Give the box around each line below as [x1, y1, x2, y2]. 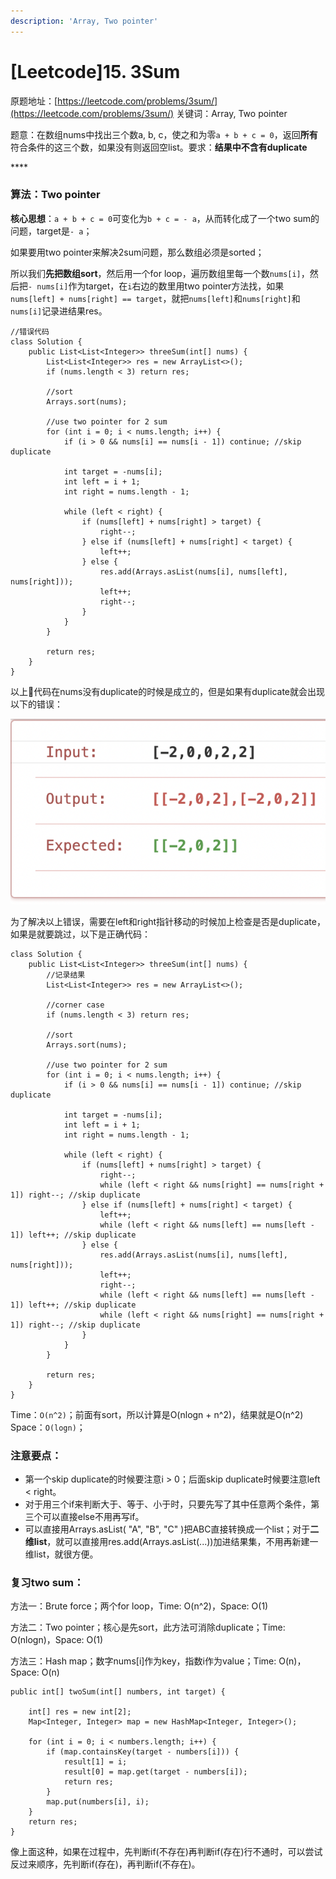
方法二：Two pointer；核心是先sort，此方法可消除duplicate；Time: [10, 1621, 286, 1634]
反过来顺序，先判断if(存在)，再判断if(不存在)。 [10, 1858, 201, 1870]
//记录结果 [46, 970, 86, 980]
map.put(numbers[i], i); [46, 1797, 150, 1807]
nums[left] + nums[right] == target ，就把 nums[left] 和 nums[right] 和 [10, 292, 301, 304]
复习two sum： [10, 1575, 85, 1589]
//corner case [46, 1000, 105, 1010]
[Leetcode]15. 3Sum [10, 60, 181, 83]
